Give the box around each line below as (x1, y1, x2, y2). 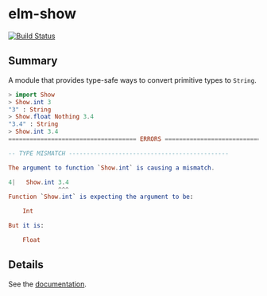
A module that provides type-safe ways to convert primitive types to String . (8, 75, 257, 84)
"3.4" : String (8, 120, 59, 128)
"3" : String (8, 105, 52, 114)
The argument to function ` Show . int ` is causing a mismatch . (8, 164, 215, 172)
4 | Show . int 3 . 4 (8, 178, 69, 186)
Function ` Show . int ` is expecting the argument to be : (8, 193, 194, 201)
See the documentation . (8, 279, 87, 289)
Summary (8, 54, 58, 68)
